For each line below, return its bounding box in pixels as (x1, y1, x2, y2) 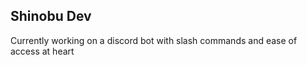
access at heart (10, 45, 75, 57)
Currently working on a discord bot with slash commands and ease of (10, 34, 298, 46)
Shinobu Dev (10, 8, 92, 25)
